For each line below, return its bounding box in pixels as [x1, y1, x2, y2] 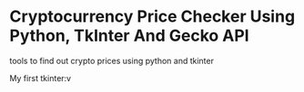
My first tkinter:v [9, 72, 71, 83]
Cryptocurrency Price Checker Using [9, 6, 296, 27]
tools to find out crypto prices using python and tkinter [9, 55, 214, 66]
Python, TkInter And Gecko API [9, 25, 249, 46]
